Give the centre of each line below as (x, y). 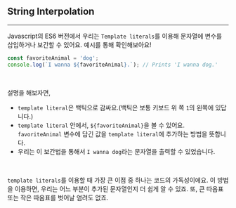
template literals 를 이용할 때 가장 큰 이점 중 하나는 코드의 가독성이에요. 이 (112, 180)
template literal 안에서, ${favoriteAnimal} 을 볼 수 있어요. (101, 125)
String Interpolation (51, 12)
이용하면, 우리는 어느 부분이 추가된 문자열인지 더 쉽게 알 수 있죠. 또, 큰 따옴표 (119, 188)
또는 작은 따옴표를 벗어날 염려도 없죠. (58, 197)
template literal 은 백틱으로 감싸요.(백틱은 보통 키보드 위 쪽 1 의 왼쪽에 (116, 108)
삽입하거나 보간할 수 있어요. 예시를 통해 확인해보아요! (79, 44)
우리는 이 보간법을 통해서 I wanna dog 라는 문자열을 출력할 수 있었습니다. (116, 151)
